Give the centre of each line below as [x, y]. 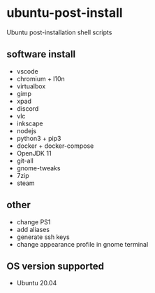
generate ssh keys [43, 237]
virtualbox [31, 86]
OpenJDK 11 [34, 153]
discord [28, 108]
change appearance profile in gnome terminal [82, 244]
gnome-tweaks [38, 168]
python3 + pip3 [39, 138]
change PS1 [34, 222]
